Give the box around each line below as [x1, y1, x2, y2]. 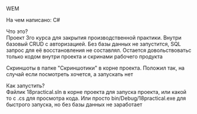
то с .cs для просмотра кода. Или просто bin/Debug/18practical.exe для [6, 95, 186, 102]
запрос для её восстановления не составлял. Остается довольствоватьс [6, 47, 192, 54]
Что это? [6, 28, 28, 35]
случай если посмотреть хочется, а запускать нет [6, 71, 133, 77]
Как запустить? [6, 82, 45, 89]
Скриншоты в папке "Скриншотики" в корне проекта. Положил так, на [6, 64, 185, 71]
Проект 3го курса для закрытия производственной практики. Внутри [6, 34, 182, 41]
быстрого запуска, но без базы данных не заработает [6, 101, 143, 108]
